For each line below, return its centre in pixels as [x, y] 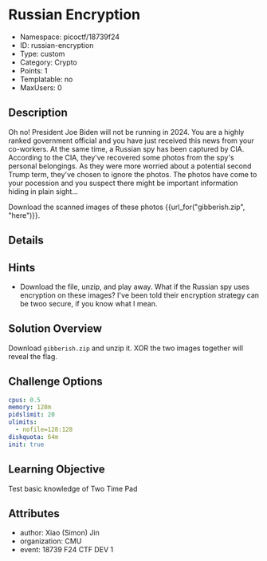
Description [38, 113]
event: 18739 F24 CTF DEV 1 [67, 550]
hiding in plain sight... [43, 191]
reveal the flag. [33, 356]
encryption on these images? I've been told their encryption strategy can [139, 295]
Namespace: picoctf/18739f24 [70, 37]
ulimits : [23, 422]
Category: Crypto [48, 62]
